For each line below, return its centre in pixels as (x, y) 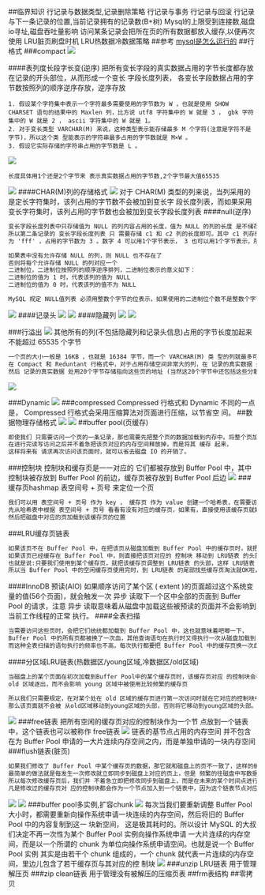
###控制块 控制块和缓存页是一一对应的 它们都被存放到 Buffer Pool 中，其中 (130, 468)
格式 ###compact (37, 51)
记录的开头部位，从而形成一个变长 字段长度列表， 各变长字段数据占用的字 (134, 78)
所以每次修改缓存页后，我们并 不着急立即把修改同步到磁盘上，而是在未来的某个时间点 (127, 781)
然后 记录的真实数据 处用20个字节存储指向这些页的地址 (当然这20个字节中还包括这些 (128, 371)
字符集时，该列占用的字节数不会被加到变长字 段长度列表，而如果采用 (140, 201)
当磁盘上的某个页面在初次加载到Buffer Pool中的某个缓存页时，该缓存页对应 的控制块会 (132, 677)
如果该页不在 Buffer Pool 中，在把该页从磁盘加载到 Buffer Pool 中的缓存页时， (127, 548)
